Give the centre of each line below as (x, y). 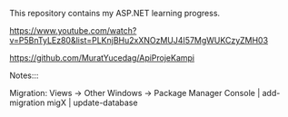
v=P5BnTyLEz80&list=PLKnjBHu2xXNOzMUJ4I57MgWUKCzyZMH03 (139, 40)
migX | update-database (92, 102)
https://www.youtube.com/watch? (73, 30)
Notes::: (24, 75)
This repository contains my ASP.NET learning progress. (115, 13)
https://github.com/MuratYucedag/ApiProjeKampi (102, 58)
